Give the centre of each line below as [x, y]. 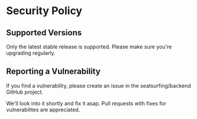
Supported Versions [44, 33]
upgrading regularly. [31, 53]
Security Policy [44, 11]
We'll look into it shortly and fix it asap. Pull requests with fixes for [86, 103]
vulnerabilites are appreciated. [43, 110]
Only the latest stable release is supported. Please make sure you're [89, 47]
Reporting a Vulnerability [53, 72]
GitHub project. [25, 92]
